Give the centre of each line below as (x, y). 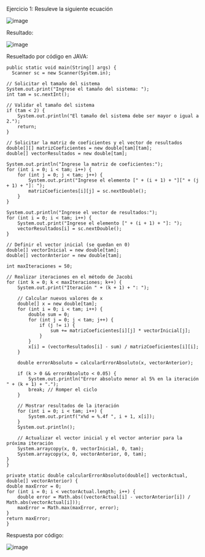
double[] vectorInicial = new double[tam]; (63, 250)
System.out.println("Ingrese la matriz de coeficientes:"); (85, 164)
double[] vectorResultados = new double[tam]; (67, 153)
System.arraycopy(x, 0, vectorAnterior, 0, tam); (82, 454)
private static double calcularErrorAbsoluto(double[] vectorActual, (97, 475)
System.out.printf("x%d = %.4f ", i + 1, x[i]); (92, 417)
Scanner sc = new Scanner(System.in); (62, 73)
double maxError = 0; (34, 486)
